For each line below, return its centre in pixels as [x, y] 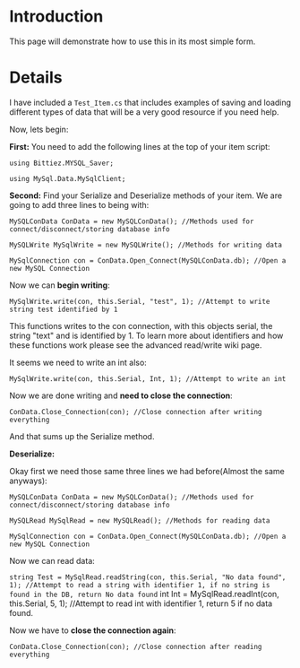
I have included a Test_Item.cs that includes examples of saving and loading [150, 102]
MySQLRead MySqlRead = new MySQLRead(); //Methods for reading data [140, 521]
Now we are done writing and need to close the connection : [121, 395]
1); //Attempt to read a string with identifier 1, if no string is [140, 585]
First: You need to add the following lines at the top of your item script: [140, 146]
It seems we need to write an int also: [78, 362]
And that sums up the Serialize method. [82, 436]
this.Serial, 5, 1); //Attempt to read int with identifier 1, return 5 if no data [141, 603]
